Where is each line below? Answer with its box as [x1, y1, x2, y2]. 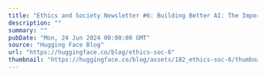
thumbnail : [8, 56, 44, 64]
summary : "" [8, 26, 47, 34]
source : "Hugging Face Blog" [8, 41, 104, 49]
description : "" [8, 19, 62, 27]
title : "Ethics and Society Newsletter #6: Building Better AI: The [8, 11, 239, 20]
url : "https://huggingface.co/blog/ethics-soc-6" [8, 48, 176, 56]
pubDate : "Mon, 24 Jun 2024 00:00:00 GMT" [8, 33, 150, 42]
